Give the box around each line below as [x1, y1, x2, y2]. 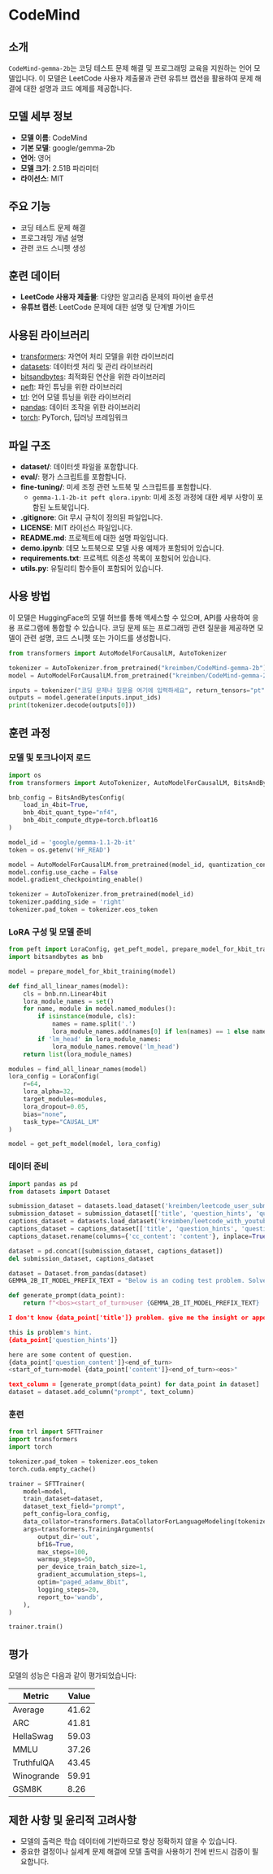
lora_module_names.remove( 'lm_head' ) [51, 1043, 180, 1051]
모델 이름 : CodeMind [19, 133, 88, 142]
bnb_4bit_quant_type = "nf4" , [23, 808, 118, 817]
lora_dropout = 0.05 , [23, 1102, 89, 1111]
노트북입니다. [47, 503, 89, 512]
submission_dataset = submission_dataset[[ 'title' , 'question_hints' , [8, 1209, 253, 1218]
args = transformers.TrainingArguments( [23, 1525, 154, 1533]
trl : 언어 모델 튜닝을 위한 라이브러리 [19, 392, 132, 402]
